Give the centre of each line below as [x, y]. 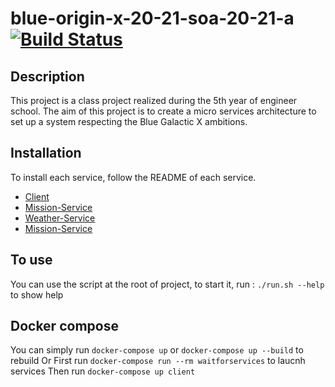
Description [47, 76]
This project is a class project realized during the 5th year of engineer [154, 100]
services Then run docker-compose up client [103, 371]
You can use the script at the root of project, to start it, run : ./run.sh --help [167, 284]
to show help [37, 294]
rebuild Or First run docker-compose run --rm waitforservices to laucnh [158, 361]
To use [31, 260]
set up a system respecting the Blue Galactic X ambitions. [129, 121]
